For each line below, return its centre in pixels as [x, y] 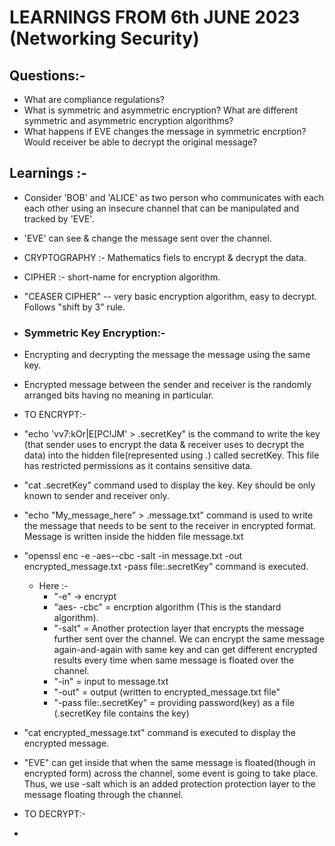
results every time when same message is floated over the [174, 660]
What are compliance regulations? [94, 99]
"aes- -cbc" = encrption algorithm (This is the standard [167, 607]
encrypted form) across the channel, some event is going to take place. [171, 773]
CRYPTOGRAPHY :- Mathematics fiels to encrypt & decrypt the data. [165, 257]
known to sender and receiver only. [96, 496]
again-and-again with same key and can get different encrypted [185, 650]
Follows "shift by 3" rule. [74, 307]
